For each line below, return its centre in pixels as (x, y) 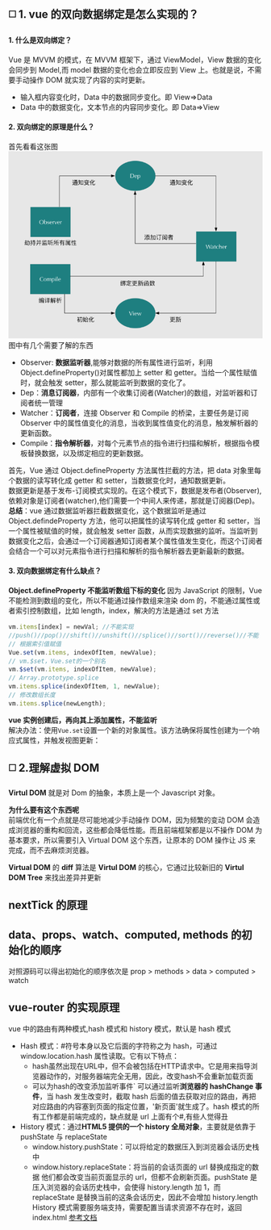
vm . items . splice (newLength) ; (57, 703)
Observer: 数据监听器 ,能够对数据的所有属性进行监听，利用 (117, 362)
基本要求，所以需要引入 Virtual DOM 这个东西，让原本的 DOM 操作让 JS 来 (132, 840)
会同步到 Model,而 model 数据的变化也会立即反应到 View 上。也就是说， (128, 69)
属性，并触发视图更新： (61, 740)
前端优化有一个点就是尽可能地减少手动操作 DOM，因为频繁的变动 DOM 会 (131, 820)
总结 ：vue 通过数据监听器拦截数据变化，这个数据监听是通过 (108, 510)
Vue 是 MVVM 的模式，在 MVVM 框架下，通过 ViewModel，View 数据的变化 (135, 60)
